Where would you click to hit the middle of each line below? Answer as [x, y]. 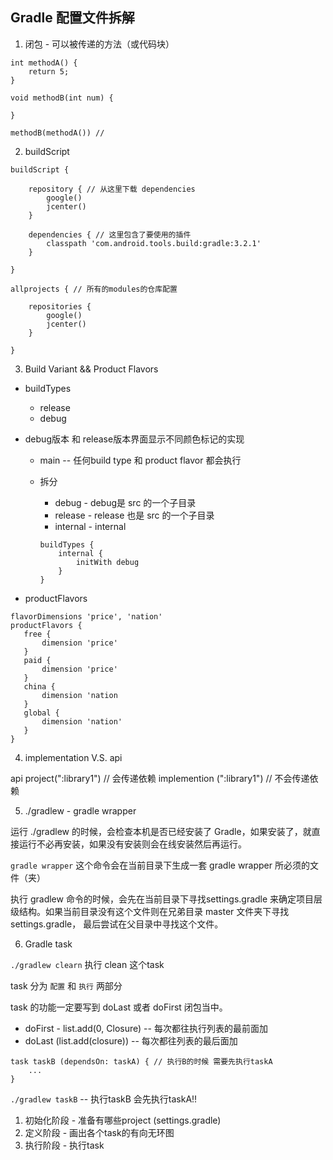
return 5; [49, 71]
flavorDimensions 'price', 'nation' [86, 616]
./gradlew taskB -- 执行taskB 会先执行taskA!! [104, 1099]
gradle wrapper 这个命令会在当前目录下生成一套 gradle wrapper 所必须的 [160, 865]
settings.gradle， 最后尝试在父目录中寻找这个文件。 [117, 924]
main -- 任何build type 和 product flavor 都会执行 [140, 460]
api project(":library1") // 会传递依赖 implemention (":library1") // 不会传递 [160, 778]
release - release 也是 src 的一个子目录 [134, 515]
